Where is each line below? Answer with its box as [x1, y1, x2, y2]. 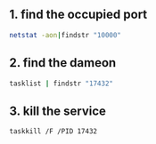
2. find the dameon [9, 55, 117, 70]
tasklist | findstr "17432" [9, 79, 114, 88]
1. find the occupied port [9, 7, 148, 22]
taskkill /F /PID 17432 [9, 127, 98, 136]
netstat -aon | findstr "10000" [9, 30, 122, 39]
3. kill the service [9, 103, 107, 118]
